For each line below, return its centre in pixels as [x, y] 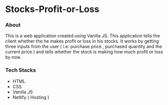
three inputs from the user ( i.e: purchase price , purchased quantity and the [84, 47]
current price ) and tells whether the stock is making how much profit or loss [84, 52]
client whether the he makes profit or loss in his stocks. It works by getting [82, 41]
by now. [13, 57]
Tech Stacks [21, 70]
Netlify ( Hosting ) [31, 97]
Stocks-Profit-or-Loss [52, 9]
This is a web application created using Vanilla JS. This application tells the [83, 36]
